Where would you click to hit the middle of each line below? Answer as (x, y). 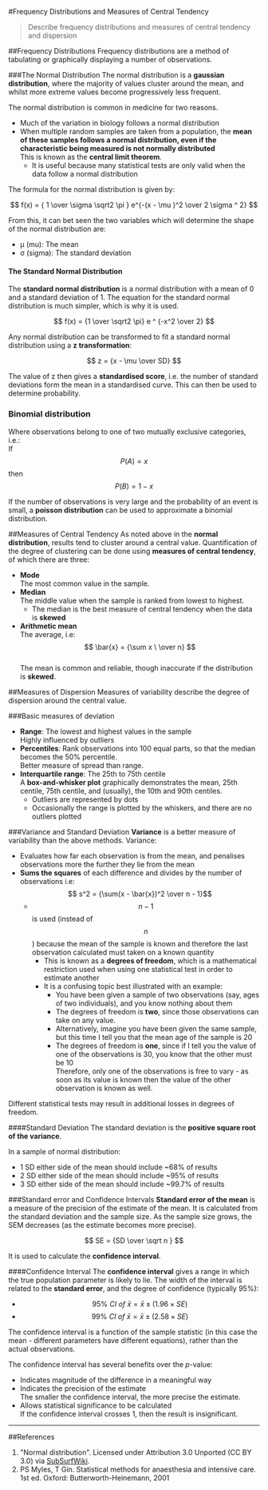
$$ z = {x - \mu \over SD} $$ (134, 361)
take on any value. (86, 1020)
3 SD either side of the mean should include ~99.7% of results (122, 1184)
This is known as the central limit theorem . (91, 157)
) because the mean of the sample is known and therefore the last (140, 943)
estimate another (71, 978)
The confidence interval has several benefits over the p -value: (110, 1364)
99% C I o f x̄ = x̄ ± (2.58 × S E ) (140, 1316)
